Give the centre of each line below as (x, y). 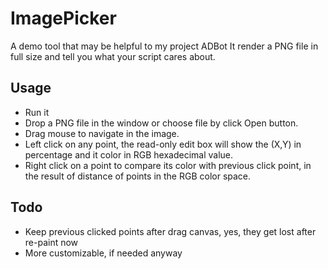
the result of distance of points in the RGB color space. (138, 176)
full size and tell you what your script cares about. (113, 56)
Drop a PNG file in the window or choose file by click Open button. (161, 123)
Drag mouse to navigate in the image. (102, 133)
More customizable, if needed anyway (103, 253)
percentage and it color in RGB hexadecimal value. (129, 154)
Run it (37, 112)
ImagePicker (63, 18)
